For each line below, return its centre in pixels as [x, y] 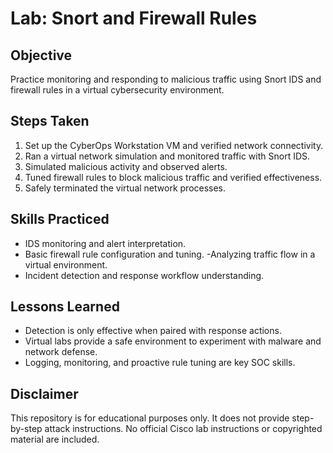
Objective [41, 55]
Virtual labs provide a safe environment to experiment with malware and [173, 341]
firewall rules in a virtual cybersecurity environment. [117, 90]
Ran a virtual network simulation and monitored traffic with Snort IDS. [167, 156]
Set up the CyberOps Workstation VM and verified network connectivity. [174, 145]
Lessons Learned [65, 307]
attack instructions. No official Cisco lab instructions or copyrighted [183, 429]
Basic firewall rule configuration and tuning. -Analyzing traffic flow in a [170, 254]
